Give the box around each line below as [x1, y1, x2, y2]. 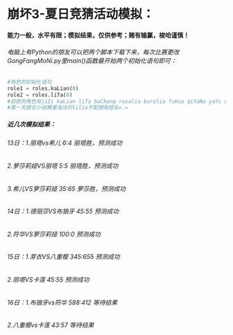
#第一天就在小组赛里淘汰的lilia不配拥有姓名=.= [7, 105, 128, 111]
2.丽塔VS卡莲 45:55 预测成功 [7, 275, 90, 284]
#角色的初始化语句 [7, 78, 52, 85]
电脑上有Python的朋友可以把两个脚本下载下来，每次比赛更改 [7, 48, 180, 56]
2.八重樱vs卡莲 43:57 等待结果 [7, 321, 94, 329]
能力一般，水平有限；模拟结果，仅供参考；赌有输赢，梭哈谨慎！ [7, 30, 189, 39]
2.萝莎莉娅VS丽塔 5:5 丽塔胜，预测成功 [7, 161, 119, 170]
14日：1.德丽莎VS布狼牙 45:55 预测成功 [7, 207, 119, 215]
